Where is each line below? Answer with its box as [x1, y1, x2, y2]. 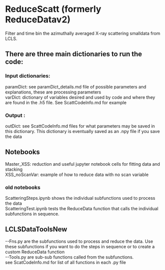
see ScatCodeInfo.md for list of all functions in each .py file [5, 259, 126, 265]
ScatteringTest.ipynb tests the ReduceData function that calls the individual [5, 206, 159, 212]
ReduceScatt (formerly [5, 3, 102, 15]
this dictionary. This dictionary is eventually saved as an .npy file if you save [5, 128, 160, 134]
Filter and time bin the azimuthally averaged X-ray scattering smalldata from [5, 30, 161, 36]
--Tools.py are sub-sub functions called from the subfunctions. [5, 254, 134, 260]
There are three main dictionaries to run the [5, 50, 142, 58]
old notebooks [5, 184, 41, 191]
